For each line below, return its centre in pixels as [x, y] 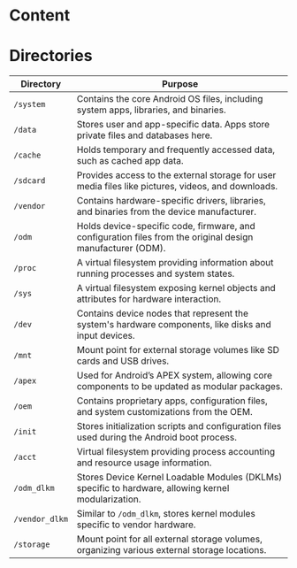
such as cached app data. [130, 161]
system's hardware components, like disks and [174, 325]
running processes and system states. [156, 273]
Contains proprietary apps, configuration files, [172, 401]
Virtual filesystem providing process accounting [176, 452]
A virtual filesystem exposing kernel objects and [176, 288]
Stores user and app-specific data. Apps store [173, 125]
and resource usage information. [144, 463]
